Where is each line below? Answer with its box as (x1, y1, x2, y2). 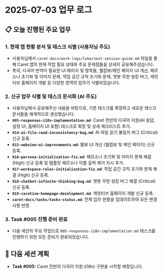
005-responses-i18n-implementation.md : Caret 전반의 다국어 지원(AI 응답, (12, 117, 155, 123)
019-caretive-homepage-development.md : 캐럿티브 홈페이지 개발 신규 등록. (12, 191, 154, 196)
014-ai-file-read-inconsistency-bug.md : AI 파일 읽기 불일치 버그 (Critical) (12, 130, 158, 136)
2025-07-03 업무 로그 (5, 4, 92, 16)
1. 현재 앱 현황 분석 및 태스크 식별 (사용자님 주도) (5, 43, 110, 50)
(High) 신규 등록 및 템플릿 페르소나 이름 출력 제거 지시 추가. (12, 160, 125, 166)
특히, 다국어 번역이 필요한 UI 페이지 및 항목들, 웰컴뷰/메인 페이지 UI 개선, (12, 67, 149, 73)
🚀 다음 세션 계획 (5, 250, 50, 258)
